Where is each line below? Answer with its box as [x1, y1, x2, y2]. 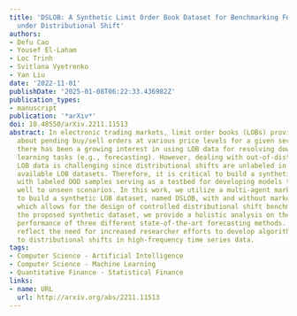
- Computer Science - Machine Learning [9, 260, 156, 269]
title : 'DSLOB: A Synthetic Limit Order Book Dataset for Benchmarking [9, 12, 278, 22]
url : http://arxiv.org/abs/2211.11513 [17, 293, 161, 302]
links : [9, 276, 34, 285]
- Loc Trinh [9, 54, 53, 63]
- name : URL [9, 284, 53, 293]
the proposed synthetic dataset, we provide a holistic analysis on [17, 210, 275, 220]
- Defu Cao [9, 37, 49, 47]
